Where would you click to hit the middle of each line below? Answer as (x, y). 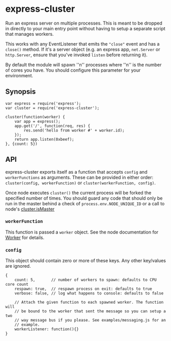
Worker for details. (25, 237)
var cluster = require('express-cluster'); (52, 108)
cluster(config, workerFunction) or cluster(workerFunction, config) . (81, 183)
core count (17, 285)
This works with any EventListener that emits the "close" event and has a (82, 44)
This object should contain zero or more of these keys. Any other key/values (86, 261)
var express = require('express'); (43, 103)
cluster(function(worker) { (35, 117)
